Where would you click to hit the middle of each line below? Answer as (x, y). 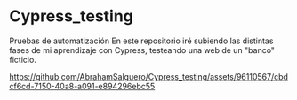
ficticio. (23, 59)
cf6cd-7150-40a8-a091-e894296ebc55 (82, 86)
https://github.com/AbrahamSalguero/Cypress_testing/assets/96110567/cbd (149, 76)
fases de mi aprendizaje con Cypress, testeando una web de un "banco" (142, 50)
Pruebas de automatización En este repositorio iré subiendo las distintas (141, 41)
